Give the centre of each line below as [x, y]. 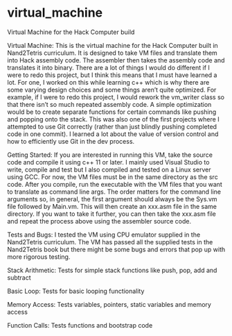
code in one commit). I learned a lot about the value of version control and [113, 134]
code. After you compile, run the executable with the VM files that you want [115, 184]
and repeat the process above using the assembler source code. [99, 221]
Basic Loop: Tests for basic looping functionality [76, 291]
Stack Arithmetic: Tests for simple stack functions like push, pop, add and [112, 270]
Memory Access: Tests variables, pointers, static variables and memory [109, 304]
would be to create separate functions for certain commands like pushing [112, 112]
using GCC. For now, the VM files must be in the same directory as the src [113, 177]
